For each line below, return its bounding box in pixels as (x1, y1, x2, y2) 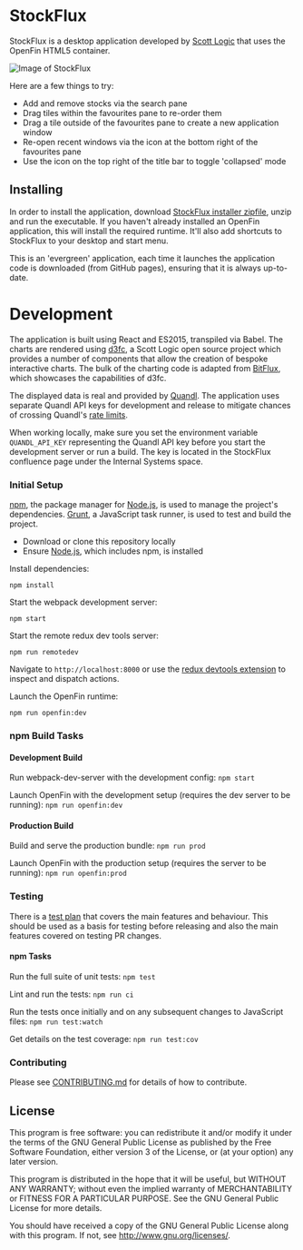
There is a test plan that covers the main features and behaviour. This (9, 910, 269, 921)
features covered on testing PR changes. (9, 930, 161, 940)
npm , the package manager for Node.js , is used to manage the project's (9, 498, 279, 509)
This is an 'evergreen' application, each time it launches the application (9, 252, 275, 263)
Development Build (9, 752, 83, 763)
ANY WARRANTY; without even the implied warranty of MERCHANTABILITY (9, 1183, 293, 1194)
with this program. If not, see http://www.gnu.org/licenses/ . (9, 1229, 231, 1240)
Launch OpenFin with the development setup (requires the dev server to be (9, 790, 291, 801)
